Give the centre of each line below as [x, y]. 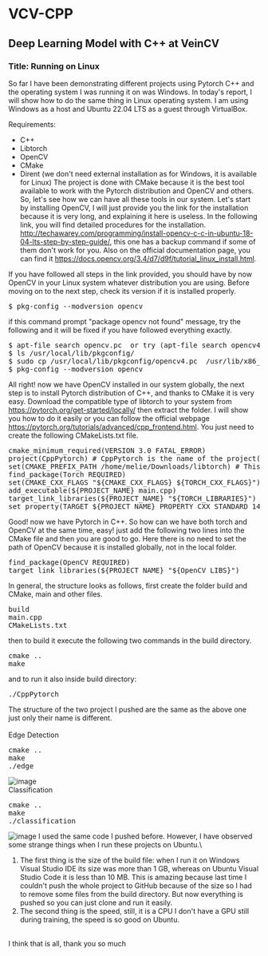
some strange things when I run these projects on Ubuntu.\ [105, 844]
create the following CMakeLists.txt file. [73, 435]
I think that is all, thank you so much [67, 943]
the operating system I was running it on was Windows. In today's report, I [130, 92]
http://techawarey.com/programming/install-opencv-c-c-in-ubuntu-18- [136, 233]
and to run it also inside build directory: [73, 679]
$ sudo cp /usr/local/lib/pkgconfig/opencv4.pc [103, 361]
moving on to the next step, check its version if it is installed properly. [122, 291]
